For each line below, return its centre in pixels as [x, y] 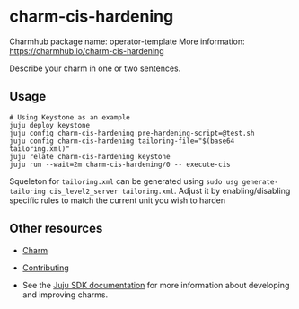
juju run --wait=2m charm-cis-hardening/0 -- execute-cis [120, 164]
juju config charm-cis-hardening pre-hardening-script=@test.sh [132, 133]
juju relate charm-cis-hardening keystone [90, 156]
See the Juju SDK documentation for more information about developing [156, 285]
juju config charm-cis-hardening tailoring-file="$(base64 [122, 141]
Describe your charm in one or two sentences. [95, 68]
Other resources [56, 229]
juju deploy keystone [50, 125]
